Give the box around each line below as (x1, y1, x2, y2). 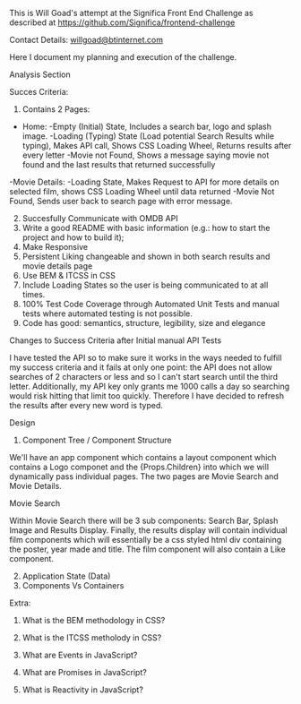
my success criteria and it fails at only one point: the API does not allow (9, 362, 273, 373)
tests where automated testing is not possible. (21, 308, 193, 319)
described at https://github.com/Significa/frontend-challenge (9, 17, 236, 28)
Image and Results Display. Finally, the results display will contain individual (9, 525, 288, 536)
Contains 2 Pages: (21, 104, 90, 115)
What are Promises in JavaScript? (21, 667, 148, 677)
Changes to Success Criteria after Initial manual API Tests (9, 335, 222, 346)
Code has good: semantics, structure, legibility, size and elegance (21, 318, 266, 328)
